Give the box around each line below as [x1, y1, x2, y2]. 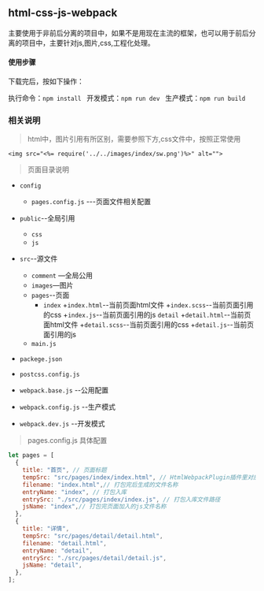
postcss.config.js [19, 370, 80, 379]
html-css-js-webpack [8, 6, 118, 20]
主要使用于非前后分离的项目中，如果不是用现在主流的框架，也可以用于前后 [8, 28, 249, 38]
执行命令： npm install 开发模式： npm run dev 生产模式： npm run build [8, 94, 246, 103]
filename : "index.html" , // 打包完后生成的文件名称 [22, 481, 178, 489]
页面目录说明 [27, 165, 69, 174]
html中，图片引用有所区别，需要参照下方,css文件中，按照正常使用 [27, 134, 241, 144]
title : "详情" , [22, 525, 70, 533]
